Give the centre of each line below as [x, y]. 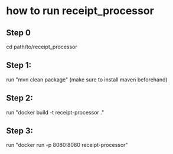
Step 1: [19, 65]
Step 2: [20, 98]
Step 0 [19, 33]
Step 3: [20, 131]
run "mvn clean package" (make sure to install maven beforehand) [87, 79]
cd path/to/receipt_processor [42, 47]
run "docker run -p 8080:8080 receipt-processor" [67, 145]
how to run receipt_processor [80, 11]
